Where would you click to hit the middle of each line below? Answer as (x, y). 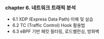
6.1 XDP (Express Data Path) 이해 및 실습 (53, 19)
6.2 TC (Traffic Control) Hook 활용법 (49, 25)
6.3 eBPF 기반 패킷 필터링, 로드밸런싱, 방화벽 (56, 31)
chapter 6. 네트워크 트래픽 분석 (40, 7)
